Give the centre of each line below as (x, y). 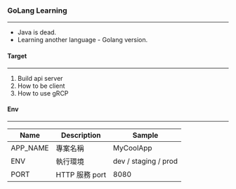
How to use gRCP (43, 93)
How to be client (41, 86)
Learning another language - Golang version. (83, 40)
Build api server (40, 78)
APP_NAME (30, 148)
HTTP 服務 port (81, 174)
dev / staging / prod (145, 161)
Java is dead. (37, 32)
